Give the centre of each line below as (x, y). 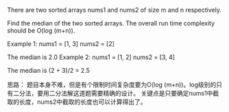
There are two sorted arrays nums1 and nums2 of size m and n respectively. (114, 10)
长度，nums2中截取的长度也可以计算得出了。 (83, 102)
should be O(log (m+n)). (41, 31)
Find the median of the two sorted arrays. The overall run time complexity (111, 23)
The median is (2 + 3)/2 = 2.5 (49, 70)
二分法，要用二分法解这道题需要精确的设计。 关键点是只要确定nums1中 (113, 93)
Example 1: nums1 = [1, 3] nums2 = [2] (61, 44)
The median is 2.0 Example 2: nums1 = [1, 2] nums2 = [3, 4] (91, 57)
